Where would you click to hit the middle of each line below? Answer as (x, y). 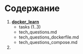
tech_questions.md (38, 32)
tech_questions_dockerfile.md (49, 37)
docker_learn (25, 22)
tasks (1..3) (30, 27)
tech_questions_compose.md (48, 42)
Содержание (32, 8)
